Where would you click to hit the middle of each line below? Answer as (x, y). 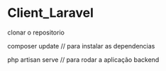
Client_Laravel (50, 13)
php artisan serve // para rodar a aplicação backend (83, 59)
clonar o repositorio (36, 32)
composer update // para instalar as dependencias (81, 46)
